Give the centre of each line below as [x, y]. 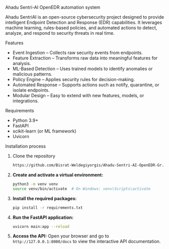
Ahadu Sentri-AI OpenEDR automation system [53, 7]
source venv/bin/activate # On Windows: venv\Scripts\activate [81, 189]
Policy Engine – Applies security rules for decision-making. [74, 79]
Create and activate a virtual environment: [58, 175]
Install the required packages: [45, 198]
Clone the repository [34, 156]
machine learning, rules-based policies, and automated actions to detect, [81, 28]
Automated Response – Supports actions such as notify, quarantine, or [86, 85]
